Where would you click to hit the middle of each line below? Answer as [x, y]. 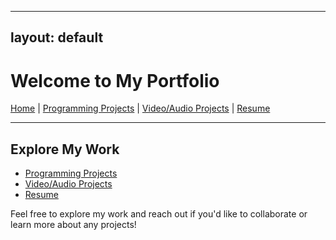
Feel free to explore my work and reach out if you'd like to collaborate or [159, 214]
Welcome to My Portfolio [115, 80]
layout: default [57, 37]
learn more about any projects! [73, 225]
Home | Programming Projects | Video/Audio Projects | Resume [140, 108]
